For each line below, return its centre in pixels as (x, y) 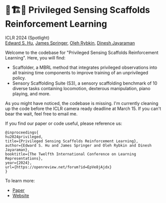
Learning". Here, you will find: (35, 57)
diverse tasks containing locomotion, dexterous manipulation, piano (81, 88)
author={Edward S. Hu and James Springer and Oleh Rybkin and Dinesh (79, 145)
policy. (19, 78)
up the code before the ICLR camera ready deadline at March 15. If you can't (83, 108)
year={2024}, (19, 163)
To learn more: (20, 180)
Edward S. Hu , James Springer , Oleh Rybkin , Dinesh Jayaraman (70, 43)
